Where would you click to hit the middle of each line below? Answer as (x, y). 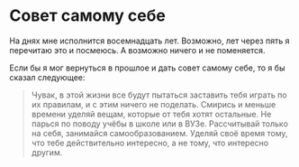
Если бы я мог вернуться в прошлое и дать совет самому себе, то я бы (147, 68)
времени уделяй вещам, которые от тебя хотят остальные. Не (151, 114)
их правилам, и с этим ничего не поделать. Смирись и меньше (154, 104)
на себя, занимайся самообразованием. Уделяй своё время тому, (159, 133)
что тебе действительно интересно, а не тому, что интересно (149, 143)
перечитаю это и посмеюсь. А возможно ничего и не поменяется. (137, 50)
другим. (47, 152)
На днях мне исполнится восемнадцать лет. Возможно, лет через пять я (149, 41)
